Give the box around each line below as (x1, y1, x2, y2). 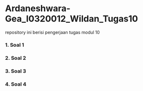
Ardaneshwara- (5, 3, 71, 14)
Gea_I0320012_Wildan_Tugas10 (5, 13, 138, 24)
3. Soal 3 (5, 68, 26, 74)
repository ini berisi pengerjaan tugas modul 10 (5, 29, 100, 35)
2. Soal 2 (5, 55, 26, 61)
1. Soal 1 (5, 41, 24, 48)
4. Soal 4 (5, 81, 27, 88)
